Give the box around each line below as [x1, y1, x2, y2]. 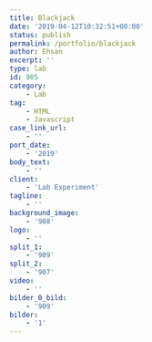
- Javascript [25, 115, 76, 124]
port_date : [9, 140, 51, 150]
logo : [9, 225, 30, 234]
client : [9, 174, 39, 183]
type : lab [9, 65, 47, 74]
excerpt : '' [9, 56, 55, 65]
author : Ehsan [9, 47, 64, 57]
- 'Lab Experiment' [25, 183, 100, 192]
